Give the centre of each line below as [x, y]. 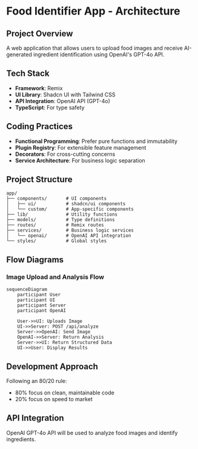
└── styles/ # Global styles [57, 241]
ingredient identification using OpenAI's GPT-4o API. [99, 55]
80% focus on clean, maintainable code [65, 393]
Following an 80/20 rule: [37, 381]
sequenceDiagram [27, 290]
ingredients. [21, 439]
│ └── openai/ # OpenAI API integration [69, 236]
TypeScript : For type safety [50, 107]
